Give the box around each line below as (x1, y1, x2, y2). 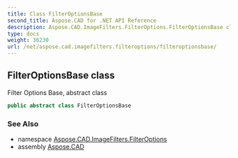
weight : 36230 (7, 37, 50, 44)
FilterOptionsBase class (7, 69, 115, 81)
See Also (7, 118, 39, 128)
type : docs (7, 30, 40, 38)
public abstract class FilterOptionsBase (7, 102, 132, 109)
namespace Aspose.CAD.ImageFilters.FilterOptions (17, 135, 168, 143)
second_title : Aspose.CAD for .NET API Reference (7, 17, 157, 24)
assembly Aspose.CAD (17, 142, 85, 151)
